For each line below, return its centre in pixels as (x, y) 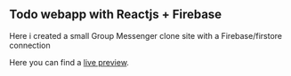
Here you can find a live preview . (69, 62)
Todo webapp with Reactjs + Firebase (116, 15)
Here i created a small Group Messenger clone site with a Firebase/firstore (146, 35)
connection (30, 45)
